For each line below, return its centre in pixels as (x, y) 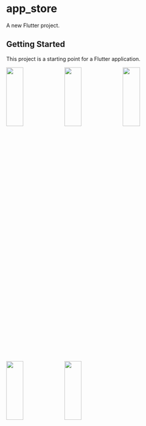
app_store (32, 9)
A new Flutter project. (33, 25)
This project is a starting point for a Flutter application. (73, 58)
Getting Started (36, 44)
